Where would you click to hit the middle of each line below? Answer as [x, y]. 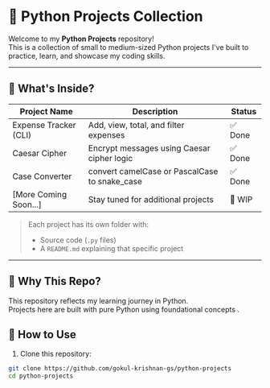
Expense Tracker [44, 125]
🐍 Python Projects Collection [106, 17]
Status [244, 111]
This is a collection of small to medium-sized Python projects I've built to [129, 47]
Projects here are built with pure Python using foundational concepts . [124, 309]
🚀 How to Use [42, 334]
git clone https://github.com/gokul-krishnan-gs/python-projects [120, 369]
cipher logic [110, 158]
